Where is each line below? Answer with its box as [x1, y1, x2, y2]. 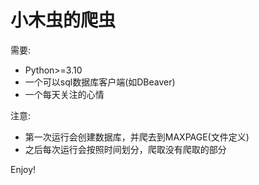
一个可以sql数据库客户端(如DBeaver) [24, 76, 176, 88]
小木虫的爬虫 [10, 9, 117, 32]
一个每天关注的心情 [24, 88, 105, 100]
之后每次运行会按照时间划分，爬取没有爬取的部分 [24, 143, 227, 155]
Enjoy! [10, 163, 37, 175]
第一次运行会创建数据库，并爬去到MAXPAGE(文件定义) [24, 131, 250, 143]
